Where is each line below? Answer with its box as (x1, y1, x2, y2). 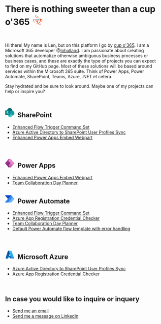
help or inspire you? (5, 88, 45, 94)
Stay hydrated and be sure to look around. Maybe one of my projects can (5, 83, 154, 89)
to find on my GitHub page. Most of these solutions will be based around (5, 63, 153, 69)
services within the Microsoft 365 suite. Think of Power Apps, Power (5, 68, 144, 74)
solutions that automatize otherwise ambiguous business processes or (5, 53, 149, 59)
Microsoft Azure (17, 253, 68, 261)
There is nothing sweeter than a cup (5, 3, 156, 15)
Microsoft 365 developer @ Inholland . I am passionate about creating (5, 47, 144, 53)
